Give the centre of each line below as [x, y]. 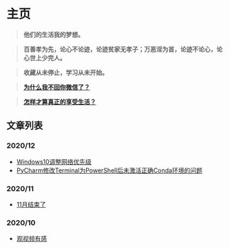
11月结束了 [31, 204]
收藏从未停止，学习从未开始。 [65, 72]
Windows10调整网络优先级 [54, 161]
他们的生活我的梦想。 [53, 34]
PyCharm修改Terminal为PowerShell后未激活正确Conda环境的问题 [109, 170]
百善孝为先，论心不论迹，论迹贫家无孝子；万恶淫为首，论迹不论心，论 [123, 49]
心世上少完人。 [44, 58]
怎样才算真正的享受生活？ [60, 101]
